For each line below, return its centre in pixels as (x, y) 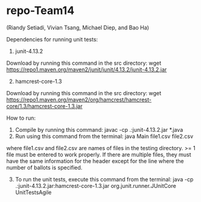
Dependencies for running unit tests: (52, 39)
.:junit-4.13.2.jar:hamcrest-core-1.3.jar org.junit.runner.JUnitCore (96, 186)
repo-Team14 (41, 11)
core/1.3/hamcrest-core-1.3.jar (44, 106)
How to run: (21, 118)
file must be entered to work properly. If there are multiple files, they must (99, 154)
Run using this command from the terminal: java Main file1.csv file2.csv (104, 136)
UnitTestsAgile (33, 192)
